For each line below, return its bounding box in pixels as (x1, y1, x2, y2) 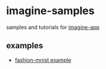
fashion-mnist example (14, 56, 71, 63)
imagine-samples (6, 4, 95, 18)
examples (6, 41, 43, 51)
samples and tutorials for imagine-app (6, 24, 100, 31)
